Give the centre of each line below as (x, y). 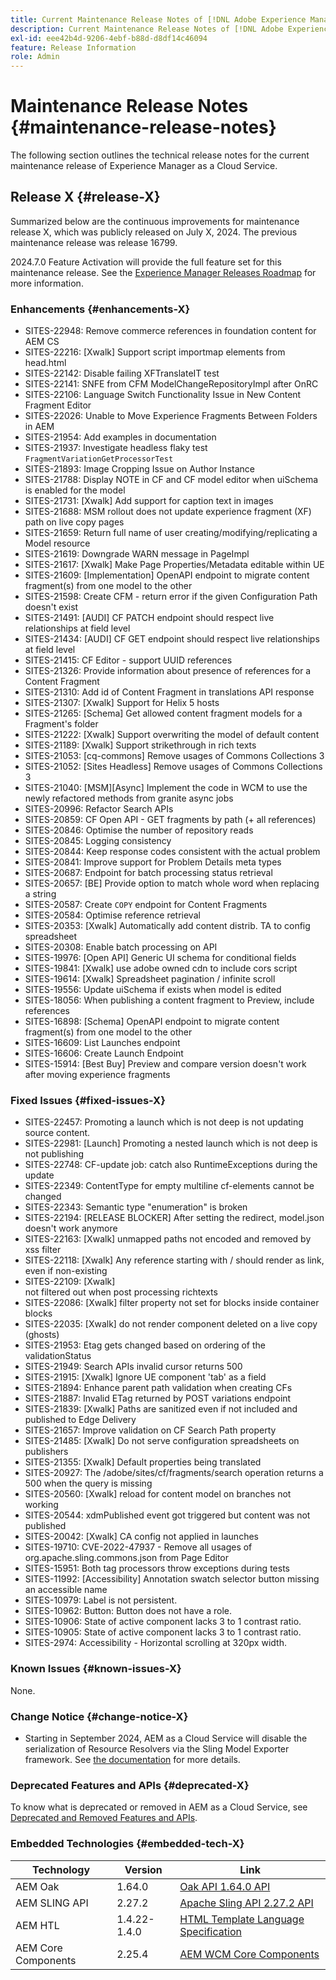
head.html (45, 363)
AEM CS (42, 342)
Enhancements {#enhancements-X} (100, 309)
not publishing (54, 1154)
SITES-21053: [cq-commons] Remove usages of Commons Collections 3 (174, 756)
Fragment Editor (58, 405)
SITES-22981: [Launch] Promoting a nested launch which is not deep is (171, 1143)
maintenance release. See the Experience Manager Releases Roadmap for (163, 272)
